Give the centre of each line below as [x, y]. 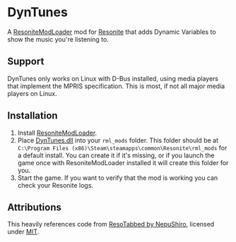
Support [26, 62]
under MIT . [23, 232]
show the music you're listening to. [58, 39]
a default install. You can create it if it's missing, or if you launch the [116, 155]
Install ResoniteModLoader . [57, 133]
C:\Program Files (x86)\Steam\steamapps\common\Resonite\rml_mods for [122, 147]
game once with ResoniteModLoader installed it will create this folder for [123, 162]
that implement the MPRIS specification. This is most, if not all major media [116, 86]
